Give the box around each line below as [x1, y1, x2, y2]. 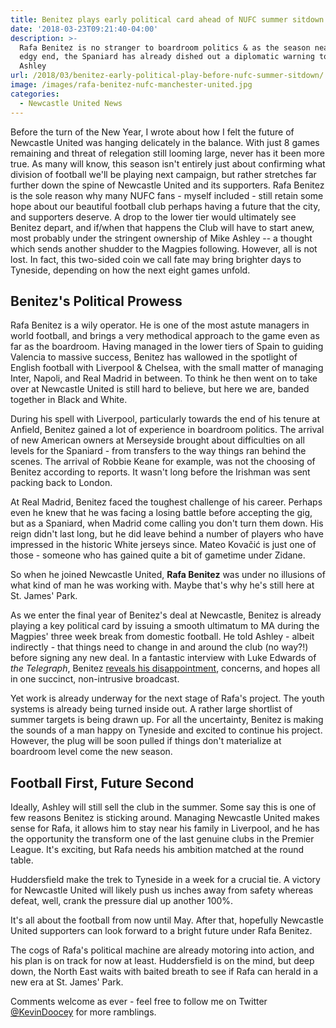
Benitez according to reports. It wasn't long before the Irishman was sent [10, 466, 311, 478]
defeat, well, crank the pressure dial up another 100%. [10, 895, 234, 907]
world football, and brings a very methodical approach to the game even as [10, 330, 320, 342]
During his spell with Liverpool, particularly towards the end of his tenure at [10, 413, 321, 425]
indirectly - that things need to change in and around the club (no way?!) [10, 641, 309, 653]
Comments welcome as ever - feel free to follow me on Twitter [10, 996, 268, 1008]
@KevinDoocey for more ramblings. [10, 1006, 157, 1018]
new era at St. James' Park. [10, 976, 124, 988]
